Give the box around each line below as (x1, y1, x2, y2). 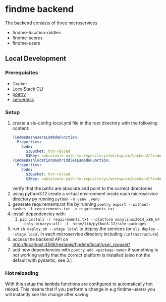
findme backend (5, 3, 74, 15)
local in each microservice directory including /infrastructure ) (28, 231, 159, 237)
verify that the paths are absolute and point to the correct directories (12, 185, 153, 191)
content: (12, 125, 30, 131)
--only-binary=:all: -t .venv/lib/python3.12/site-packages (19, 221, 147, 226)
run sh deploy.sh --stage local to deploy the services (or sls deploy (12, 226, 155, 232)
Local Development (5, 55, 66, 63)
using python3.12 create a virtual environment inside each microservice (12, 190, 158, 196)
